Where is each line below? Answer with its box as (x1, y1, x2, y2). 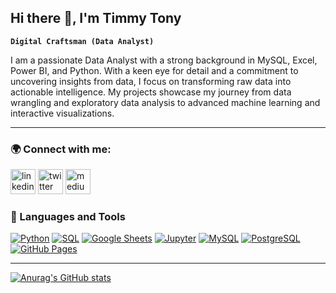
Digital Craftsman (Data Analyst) (10, 36, 155, 46)
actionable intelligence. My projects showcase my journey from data (10, 86, 292, 98)
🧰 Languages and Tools (10, 210, 126, 224)
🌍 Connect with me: (10, 142, 112, 156)
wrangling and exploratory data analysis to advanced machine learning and (10, 96, 321, 108)
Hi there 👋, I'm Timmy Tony (10, 10, 182, 27)
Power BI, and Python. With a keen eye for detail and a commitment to (10, 64, 299, 76)
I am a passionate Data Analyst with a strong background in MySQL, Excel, (10, 54, 318, 66)
